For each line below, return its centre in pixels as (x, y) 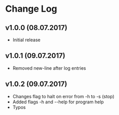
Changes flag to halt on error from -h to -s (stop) (64, 96)
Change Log (31, 9)
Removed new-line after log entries (49, 68)
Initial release (26, 40)
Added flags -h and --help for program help (58, 102)
